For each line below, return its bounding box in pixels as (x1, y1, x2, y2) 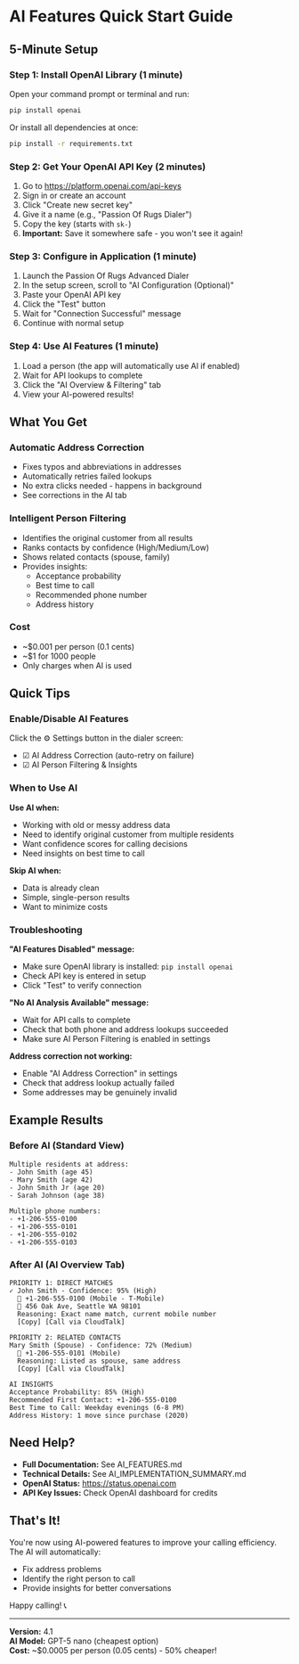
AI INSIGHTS (9, 1380, 53, 1389)
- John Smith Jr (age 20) (9, 1183, 105, 1192)
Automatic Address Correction (9, 441, 145, 454)
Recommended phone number (35, 589, 148, 600)
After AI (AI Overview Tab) (9, 1258, 125, 1271)
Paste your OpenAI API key (21, 290, 122, 300)
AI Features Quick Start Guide (9, 6, 233, 27)
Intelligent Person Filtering (9, 512, 126, 525)
